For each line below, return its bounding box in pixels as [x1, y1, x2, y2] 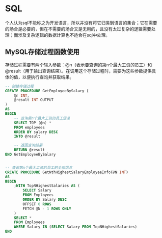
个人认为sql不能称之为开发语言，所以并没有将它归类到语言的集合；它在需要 [5, 20, 158, 26]
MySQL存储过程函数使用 [5, 48, 80, 56]
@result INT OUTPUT [14, 98, 54, 103]
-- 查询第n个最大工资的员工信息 [14, 116, 70, 121]
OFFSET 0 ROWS [23, 202, 52, 207]
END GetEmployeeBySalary [5, 152, 56, 157]
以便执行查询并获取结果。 [22, 74, 74, 80]
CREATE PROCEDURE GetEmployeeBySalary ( [5, 88, 89, 93]
